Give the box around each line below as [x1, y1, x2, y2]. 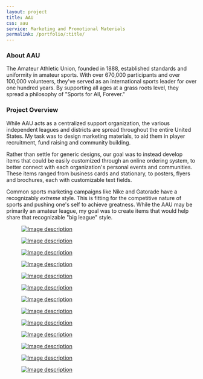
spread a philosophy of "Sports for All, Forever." [6, 91, 126, 98]
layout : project [6, 8, 47, 15]
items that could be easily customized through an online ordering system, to [6, 157, 195, 164]
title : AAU [6, 15, 34, 21]
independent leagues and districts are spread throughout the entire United [6, 126, 192, 133]
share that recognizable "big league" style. [6, 213, 113, 221]
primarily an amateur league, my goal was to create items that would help [6, 207, 189, 215]
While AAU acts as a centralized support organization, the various [6, 119, 170, 127]
